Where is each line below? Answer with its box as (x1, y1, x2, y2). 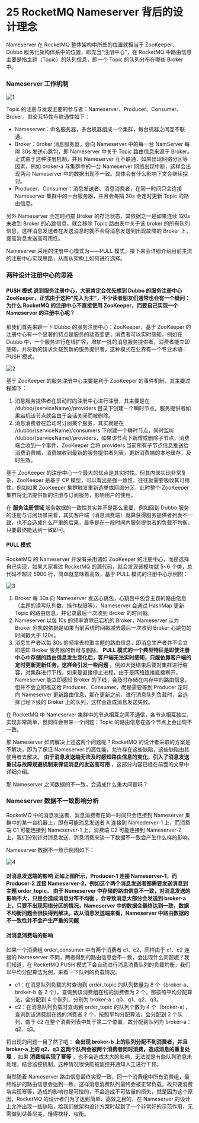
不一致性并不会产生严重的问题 (6, 917, 79, 924)
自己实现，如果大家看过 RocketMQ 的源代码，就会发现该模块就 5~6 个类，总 (6, 563, 192, 570)
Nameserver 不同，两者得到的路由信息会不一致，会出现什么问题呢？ (17, 953, 185, 960)
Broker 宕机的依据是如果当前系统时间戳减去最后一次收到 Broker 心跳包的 (14, 624, 192, 631)
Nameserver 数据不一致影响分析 (6, 797, 99, 805)
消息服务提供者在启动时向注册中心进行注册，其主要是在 (14, 397, 150, 404)
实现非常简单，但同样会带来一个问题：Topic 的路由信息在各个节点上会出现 (6, 718, 188, 725)
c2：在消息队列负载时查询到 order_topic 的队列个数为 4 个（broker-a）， (14, 1003, 191, 1010)
